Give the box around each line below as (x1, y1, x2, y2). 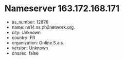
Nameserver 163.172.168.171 (4, 3, 120, 14)
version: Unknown (11, 45, 48, 51)
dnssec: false (11, 50, 39, 56)
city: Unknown (11, 29, 41, 35)
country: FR (11, 35, 35, 40)
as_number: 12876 (11, 19, 49, 25)
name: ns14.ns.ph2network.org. (11, 24, 75, 30)
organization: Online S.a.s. (11, 40, 65, 45)
